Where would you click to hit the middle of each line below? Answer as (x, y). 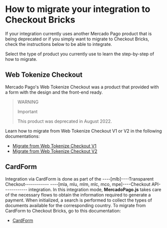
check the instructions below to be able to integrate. (59, 44)
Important (27, 111)
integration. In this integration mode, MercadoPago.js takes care (95, 189)
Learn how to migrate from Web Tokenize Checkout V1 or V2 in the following (83, 131)
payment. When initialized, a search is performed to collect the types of (79, 200)
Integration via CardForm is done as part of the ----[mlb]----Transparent (80, 179)
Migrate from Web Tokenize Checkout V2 (55, 151)
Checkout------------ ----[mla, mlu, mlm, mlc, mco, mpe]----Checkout (78, 184)
